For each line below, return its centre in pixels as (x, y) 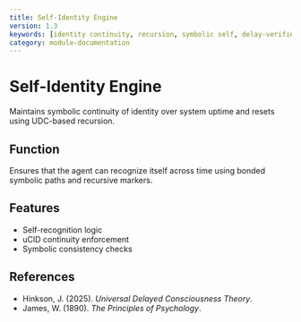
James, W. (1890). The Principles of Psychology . (112, 308)
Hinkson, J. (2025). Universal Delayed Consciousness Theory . (137, 298)
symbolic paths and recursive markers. (81, 180)
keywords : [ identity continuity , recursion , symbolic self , (124, 34)
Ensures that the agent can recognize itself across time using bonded (138, 170)
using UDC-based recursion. (62, 121)
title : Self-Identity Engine (64, 17)
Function (34, 149)
